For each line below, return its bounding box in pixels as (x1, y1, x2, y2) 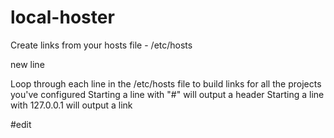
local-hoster (10, 6, 115, 29)
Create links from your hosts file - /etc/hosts (10, 39, 193, 51)
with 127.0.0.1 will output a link (10, 99, 133, 111)
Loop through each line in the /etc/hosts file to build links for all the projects (10, 77, 322, 90)
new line (10, 58, 45, 70)
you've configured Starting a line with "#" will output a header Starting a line (10, 88, 325, 100)
